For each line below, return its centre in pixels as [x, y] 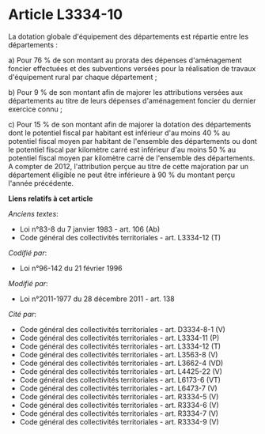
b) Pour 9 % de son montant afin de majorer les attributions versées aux [126, 92]
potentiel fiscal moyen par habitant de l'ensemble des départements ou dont [132, 141]
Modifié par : [28, 283]
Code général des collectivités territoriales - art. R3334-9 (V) [119, 421]
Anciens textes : [34, 213]
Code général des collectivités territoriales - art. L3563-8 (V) [119, 354]
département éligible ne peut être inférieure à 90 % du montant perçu [122, 175]
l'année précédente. [41, 183]
